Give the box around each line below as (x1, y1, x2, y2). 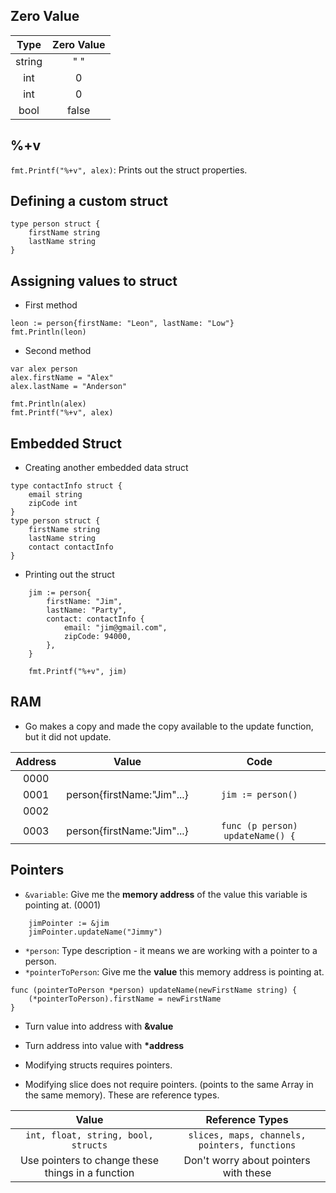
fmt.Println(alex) (10, 399, 87, 409)
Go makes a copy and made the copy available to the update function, (24, 720, 314, 732)
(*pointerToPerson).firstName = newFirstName (28, 994, 222, 1004)
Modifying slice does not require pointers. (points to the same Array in (24, 1078, 314, 1090)
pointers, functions (198, 1139, 297, 1151)
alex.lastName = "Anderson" (10, 382, 128, 392)
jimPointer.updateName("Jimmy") (28, 927, 163, 937)
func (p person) (221, 820, 298, 831)
